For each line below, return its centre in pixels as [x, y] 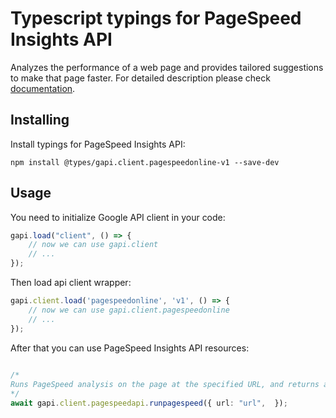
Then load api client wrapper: [71, 283]
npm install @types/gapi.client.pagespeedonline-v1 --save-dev [145, 162]
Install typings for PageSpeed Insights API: [98, 144]
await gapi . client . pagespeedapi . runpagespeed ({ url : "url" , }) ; [149, 403]
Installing [40, 120]
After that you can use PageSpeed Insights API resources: [130, 348]
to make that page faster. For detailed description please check [140, 78]
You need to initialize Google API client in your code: [118, 217]
